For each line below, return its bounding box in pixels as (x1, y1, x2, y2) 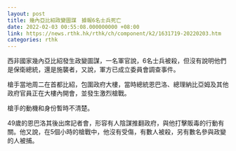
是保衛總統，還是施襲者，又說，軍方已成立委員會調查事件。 (7, 65, 180, 74)
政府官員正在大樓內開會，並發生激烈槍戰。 (7, 89, 131, 98)
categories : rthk (7, 37, 58, 44)
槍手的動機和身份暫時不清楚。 (7, 104, 93, 112)
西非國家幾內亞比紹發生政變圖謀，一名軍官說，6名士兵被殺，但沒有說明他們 (7, 57, 227, 65)
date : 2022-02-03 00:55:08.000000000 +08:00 (7, 23, 140, 30)
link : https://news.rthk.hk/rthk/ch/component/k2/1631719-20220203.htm (7, 29, 221, 37)
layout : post (7, 10, 46, 18)
